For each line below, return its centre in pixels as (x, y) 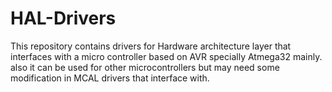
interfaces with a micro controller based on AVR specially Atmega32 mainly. (166, 56)
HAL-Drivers (63, 18)
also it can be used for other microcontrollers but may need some (145, 67)
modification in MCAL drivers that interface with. (110, 78)
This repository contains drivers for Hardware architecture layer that (151, 46)
